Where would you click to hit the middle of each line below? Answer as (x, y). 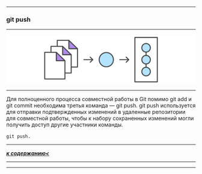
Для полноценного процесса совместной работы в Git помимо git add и (99, 99)
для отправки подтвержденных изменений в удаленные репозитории (96, 111)
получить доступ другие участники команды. (65, 125)
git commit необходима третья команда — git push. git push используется (101, 105)
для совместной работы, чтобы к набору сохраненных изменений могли (100, 118)
